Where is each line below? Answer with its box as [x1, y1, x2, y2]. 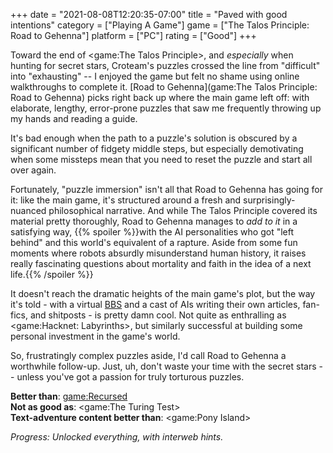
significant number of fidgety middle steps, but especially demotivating [10, 143, 304, 154]
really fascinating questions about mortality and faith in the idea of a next [10, 258, 312, 269]
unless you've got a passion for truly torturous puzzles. [16, 371, 245, 383]
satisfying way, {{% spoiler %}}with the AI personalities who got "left [10, 226, 295, 238]
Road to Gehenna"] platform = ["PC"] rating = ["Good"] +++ [10, 30, 257, 41]
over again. [10, 164, 57, 176]
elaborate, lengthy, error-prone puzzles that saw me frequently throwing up [10, 102, 322, 114]
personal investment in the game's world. [10, 330, 181, 342]
